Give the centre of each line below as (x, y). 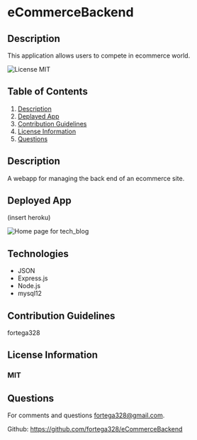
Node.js (29, 286)
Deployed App (40, 200)
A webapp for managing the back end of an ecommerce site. (96, 178)
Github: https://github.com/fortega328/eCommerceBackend (95, 429)
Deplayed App (38, 116)
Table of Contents (48, 92)
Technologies (38, 254)
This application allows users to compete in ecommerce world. (99, 55)
